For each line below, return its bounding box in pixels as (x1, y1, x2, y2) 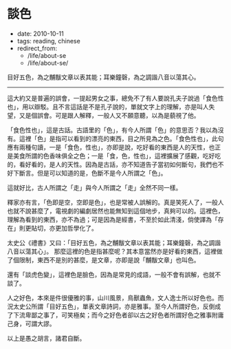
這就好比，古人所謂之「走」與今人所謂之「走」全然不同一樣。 (7, 183, 182, 191)
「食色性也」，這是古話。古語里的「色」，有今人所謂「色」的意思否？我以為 (7, 125, 218, 134)
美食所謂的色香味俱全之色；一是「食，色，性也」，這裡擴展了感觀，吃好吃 (12, 151, 221, 160)
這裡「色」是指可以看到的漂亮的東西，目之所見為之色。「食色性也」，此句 (19, 134, 224, 142)
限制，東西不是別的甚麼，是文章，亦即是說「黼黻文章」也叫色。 (19, 255, 200, 264)
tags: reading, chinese (16, 36, 80, 45)
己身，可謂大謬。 (7, 319, 56, 328)
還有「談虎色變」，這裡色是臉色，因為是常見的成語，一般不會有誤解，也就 (7, 270, 215, 279)
